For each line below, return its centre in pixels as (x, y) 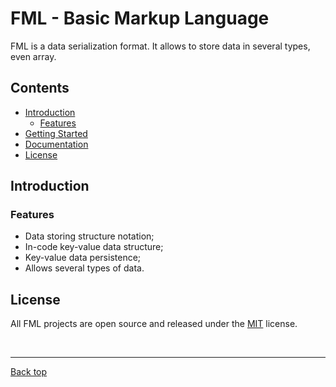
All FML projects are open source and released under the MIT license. (154, 324)
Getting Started (56, 133)
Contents (40, 88)
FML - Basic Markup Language (140, 18)
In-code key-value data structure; (94, 247)
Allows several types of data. (84, 268)
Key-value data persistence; (83, 258)
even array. (33, 56)
